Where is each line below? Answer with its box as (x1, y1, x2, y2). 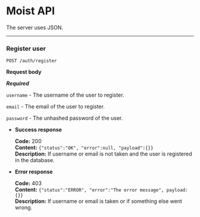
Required (6, 80, 30, 87)
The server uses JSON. (6, 24, 64, 31)
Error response (14, 168, 53, 175)
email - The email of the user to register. (6, 103, 105, 110)
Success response (14, 126, 62, 134)
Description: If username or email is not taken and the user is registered (14, 150, 192, 157)
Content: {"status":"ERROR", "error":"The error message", (14, 186, 164, 193)
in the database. (14, 157, 55, 164)
